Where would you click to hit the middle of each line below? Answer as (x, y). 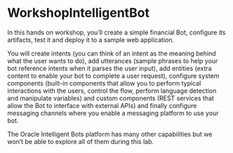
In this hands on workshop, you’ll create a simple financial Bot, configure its (116, 32)
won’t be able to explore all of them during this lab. (81, 141)
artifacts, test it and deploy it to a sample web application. (91, 39)
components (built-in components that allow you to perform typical (104, 83)
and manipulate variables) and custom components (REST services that (111, 98)
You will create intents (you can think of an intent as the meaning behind (112, 53)
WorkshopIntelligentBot (78, 13)
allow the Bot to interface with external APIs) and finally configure (102, 105)
